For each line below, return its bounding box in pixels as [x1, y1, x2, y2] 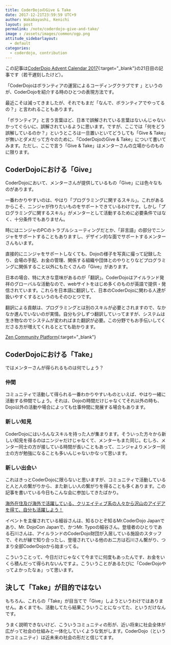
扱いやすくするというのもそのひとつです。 [5, 294, 94, 300]
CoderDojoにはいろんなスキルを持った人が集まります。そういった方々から [5, 431, 162, 437]
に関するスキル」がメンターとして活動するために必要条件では [32, 210, 162, 216]
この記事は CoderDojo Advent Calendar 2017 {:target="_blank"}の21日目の [5, 65, 159, 71]
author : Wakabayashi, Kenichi [5, 17, 70, 22]
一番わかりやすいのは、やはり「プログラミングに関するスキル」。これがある [5, 197, 164, 203]
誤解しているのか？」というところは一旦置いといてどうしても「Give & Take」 [5, 130, 166, 136]
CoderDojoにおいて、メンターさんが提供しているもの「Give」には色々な [5, 180, 158, 186]
